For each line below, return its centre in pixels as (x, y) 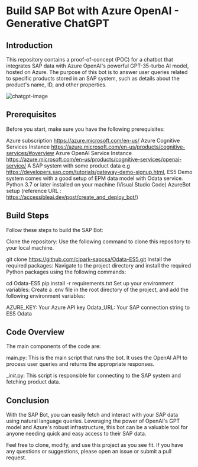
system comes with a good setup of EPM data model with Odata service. (95, 178)
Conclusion (28, 400)
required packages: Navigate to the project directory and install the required (99, 265)
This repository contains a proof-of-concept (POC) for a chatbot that (90, 59)
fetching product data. (33, 382)
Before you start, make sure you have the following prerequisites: (85, 129)
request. (16, 458)
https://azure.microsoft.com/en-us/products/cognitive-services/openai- (94, 159)
